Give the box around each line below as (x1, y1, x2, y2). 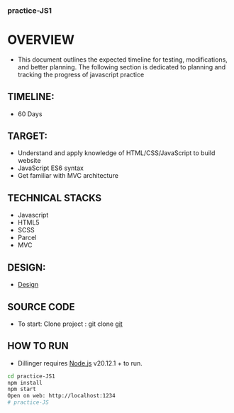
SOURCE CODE (7, 300, 75, 313)
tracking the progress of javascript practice (17, 70, 145, 79)
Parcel (17, 233, 37, 242)
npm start (7, 385, 37, 393)
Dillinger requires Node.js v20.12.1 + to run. (17, 358, 143, 367)
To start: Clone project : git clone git (17, 319, 123, 328)
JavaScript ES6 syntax (17, 164, 84, 172)
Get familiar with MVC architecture (17, 171, 119, 180)
